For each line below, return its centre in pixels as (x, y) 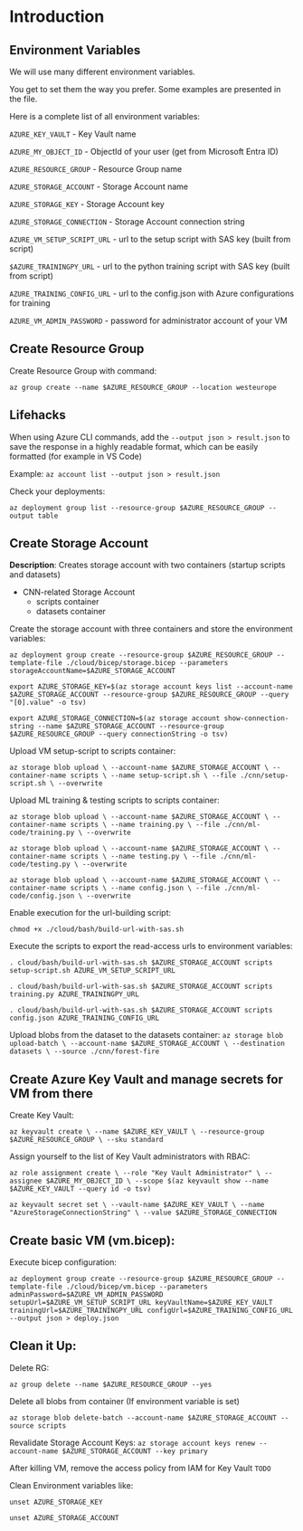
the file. (24, 99)
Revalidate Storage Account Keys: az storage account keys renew (133, 1442)
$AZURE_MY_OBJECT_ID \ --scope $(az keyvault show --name (157, 1181)
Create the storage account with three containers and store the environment (151, 629)
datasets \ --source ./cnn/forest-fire (85, 1051)
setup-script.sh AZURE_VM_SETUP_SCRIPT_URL (93, 971)
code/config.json (42, 896)
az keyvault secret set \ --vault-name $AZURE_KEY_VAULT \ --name (137, 1205)
